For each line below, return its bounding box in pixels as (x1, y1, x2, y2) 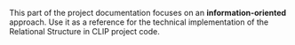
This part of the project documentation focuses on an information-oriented (9, 8, 287, 18)
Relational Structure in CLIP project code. (9, 26, 160, 36)
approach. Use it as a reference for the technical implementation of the (9, 17, 269, 27)
